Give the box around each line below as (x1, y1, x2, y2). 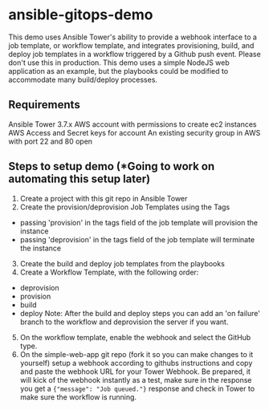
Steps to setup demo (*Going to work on (8, 160, 215, 173)
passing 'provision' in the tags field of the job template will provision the (19, 217, 259, 227)
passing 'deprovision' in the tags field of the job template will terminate (19, 234, 255, 244)
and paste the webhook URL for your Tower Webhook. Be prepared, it (19, 367, 251, 376)
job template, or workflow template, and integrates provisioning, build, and (8, 40, 255, 50)
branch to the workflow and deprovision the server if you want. (19, 317, 229, 327)
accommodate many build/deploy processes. (8, 75, 158, 84)
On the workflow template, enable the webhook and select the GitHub (19, 332, 251, 342)
